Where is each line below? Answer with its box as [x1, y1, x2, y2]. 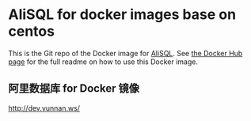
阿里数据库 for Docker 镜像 [8, 81, 140, 96]
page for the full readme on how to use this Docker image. [8, 57, 198, 66]
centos [8, 22, 55, 40]
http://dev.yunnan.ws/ [8, 103, 81, 112]
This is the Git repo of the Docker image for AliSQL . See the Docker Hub [8, 48, 243, 58]
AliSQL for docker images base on [8, 6, 236, 24]
